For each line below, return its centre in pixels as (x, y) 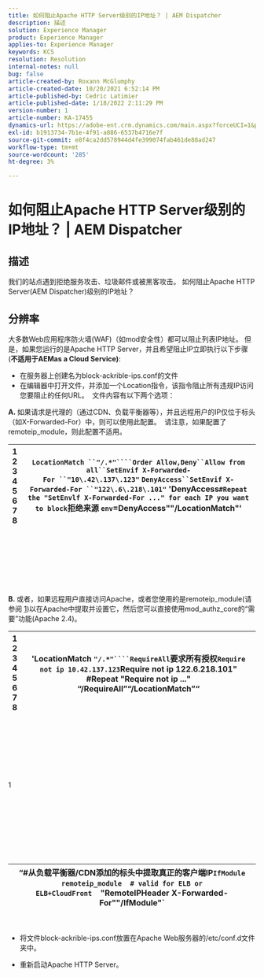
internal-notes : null (44, 67)
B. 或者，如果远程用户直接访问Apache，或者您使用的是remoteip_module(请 (130, 598)
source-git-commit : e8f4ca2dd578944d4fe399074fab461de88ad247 (112, 140)
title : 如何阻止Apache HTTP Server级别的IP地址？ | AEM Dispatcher (115, 15)
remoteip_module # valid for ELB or (132, 883)
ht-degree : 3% (31, 162)
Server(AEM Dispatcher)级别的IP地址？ (71, 291)
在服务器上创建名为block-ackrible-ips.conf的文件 (99, 376)
